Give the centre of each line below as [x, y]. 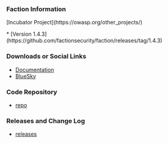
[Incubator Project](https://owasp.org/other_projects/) [74, 23]
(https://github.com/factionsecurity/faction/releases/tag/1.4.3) [85, 41]
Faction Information [36, 9]
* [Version [19, 34]
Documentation [35, 69]
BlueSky [26, 76]
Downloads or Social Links [46, 57]
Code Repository [32, 92]
